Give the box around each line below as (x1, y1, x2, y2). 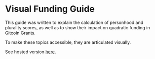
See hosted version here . (5, 49, 56, 55)
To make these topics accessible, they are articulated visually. (5, 39, 131, 45)
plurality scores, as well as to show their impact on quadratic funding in (5, 24, 151, 30)
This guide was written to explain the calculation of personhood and (5, 20, 144, 25)
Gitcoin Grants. (5, 30, 36, 36)
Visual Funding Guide (5, 3, 95, 15)
